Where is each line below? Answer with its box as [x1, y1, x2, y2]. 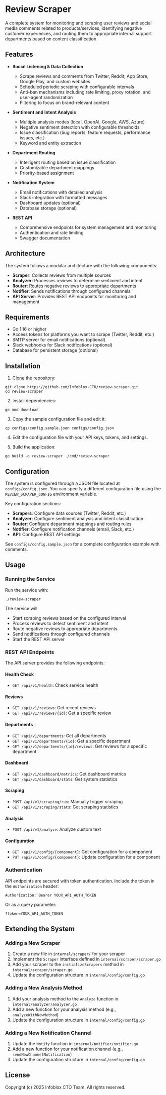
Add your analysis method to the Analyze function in [12, 995, 119, 1001]
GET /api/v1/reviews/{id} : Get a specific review [12, 710, 111, 716]
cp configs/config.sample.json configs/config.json [5, 426, 114, 431]
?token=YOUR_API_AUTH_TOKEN [5, 911, 63, 916]
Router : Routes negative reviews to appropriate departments [12, 283, 136, 289]
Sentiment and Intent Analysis [12, 109, 76, 115]
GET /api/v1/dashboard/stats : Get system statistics [12, 776, 118, 782]
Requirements [5, 313, 50, 322]
